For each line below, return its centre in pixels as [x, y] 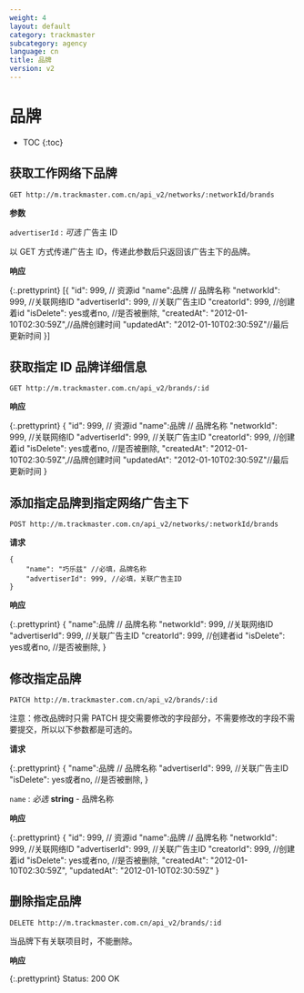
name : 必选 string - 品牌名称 [61, 799]
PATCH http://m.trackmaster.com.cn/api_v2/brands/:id [114, 700]
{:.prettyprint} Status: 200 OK [65, 978]
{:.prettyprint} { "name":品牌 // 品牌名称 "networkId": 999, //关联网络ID [142, 624]
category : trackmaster [52, 35]
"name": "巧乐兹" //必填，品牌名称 [86, 570]
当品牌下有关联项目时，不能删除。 [73, 941]
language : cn [34, 52]
